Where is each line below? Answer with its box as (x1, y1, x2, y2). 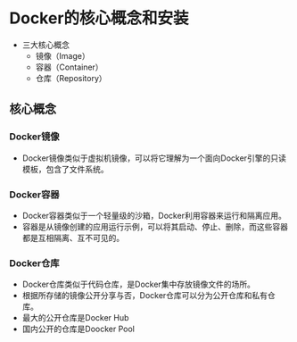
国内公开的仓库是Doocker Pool (21, 323, 136, 335)
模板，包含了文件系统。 (21, 163, 109, 174)
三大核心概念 (21, 39, 70, 50)
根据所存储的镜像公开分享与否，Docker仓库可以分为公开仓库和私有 (21, 290, 268, 301)
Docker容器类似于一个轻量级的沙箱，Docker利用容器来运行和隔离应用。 (21, 210, 287, 221)
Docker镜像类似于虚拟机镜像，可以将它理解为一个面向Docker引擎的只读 (21, 153, 287, 163)
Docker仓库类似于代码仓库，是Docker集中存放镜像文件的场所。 (21, 279, 256, 290)
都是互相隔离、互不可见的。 (21, 232, 125, 243)
